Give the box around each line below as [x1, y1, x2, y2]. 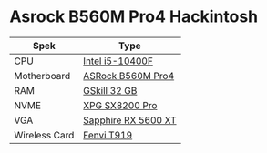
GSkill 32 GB [83, 84, 138, 97]
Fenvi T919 [83, 128, 133, 141]
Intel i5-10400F [83, 55, 153, 67]
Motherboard [14, 69, 71, 82]
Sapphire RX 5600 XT [83, 114, 177, 127]
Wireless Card [14, 128, 75, 141]
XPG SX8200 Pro [83, 98, 158, 111]
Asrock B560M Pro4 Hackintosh [9, 6, 259, 27]
